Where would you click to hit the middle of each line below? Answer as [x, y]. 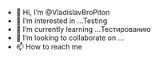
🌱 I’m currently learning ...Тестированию [83, 29]
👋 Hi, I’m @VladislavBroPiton [63, 12]
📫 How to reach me [49, 47]
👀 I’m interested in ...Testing [62, 21]
